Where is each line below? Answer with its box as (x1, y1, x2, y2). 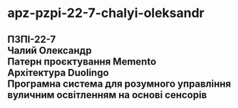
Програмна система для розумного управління (7, 77, 232, 90)
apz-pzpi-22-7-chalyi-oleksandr (7, 5, 205, 21)
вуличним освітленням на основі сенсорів (7, 89, 207, 101)
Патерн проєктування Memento (7, 55, 157, 67)
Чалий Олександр (7, 44, 92, 56)
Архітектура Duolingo (7, 66, 109, 79)
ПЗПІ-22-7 (7, 33, 56, 45)
